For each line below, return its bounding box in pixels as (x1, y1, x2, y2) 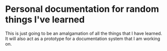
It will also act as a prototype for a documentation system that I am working (5, 36, 160, 42)
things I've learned (5, 14, 85, 25)
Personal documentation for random (5, 3, 159, 15)
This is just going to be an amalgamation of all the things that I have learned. (5, 30, 162, 36)
